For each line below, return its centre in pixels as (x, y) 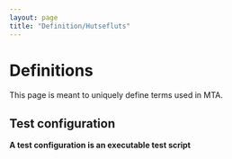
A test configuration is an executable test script (100, 146)
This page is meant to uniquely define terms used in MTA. (116, 95)
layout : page (34, 18)
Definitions (52, 71)
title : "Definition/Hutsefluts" (70, 26)
